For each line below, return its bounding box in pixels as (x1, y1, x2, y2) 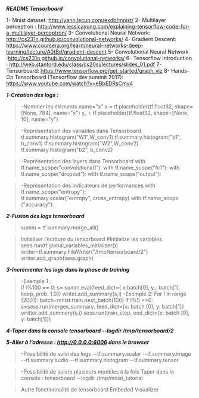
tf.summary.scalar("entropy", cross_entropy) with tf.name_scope (20, 195, 179, 201)
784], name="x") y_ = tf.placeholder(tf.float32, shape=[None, (39, 110, 189, 116)
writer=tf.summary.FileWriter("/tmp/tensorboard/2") (20, 248, 148, 255)
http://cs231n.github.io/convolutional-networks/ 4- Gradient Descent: (6, 36, 177, 42)
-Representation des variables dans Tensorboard (20, 128, 141, 134)
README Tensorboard (6, 5, 63, 12)
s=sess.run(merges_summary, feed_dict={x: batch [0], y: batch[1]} (20, 303, 185, 310)
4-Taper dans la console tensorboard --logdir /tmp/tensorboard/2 (6, 327, 174, 334)
